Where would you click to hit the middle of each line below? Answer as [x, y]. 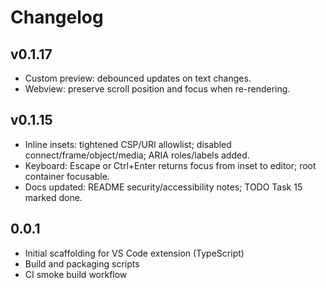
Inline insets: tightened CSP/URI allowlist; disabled [128, 144]
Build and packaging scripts [82, 263]
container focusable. [67, 176]
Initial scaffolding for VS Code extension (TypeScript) [134, 253]
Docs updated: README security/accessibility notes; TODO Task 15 [163, 187]
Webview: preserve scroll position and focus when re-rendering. [157, 89]
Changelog [57, 17]
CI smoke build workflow [76, 274]
